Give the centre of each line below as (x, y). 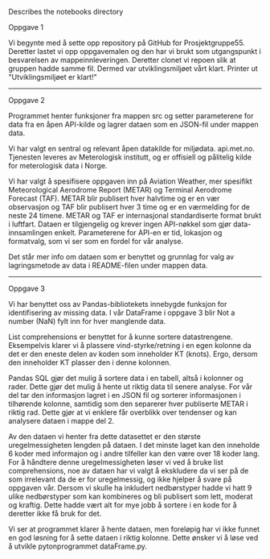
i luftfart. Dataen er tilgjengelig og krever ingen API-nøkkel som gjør (120, 224)
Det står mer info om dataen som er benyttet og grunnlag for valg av (121, 257)
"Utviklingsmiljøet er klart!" (53, 77)
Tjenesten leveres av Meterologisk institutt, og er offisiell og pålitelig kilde (130, 157)
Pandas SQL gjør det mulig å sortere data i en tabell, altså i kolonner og (126, 378)
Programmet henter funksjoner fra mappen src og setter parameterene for (131, 116)
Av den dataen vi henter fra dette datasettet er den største (104, 437)
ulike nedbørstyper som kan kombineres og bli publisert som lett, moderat (131, 496)
